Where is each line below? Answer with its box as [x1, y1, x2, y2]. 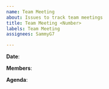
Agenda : [6, 76, 28, 84]
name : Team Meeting [6, 8, 55, 15]
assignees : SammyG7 [6, 31, 55, 37]
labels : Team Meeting [6, 25, 60, 32]
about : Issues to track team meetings [6, 14, 103, 20]
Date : [6, 53, 20, 60]
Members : [6, 64, 32, 72]
